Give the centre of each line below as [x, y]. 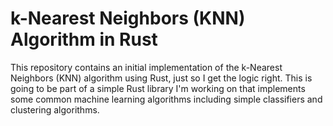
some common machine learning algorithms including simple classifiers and [166, 99]
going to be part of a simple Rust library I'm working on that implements [158, 88]
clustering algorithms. [55, 109]
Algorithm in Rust [84, 39]
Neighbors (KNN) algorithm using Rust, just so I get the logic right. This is [161, 78]
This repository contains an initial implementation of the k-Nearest [146, 67]
